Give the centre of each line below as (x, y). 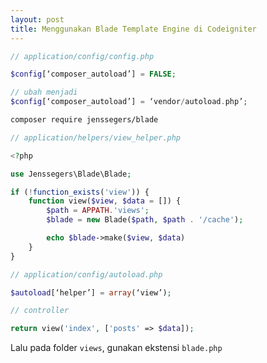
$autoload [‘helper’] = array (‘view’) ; (91, 292)
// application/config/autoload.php (86, 274)
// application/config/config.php (82, 56)
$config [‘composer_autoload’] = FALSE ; (93, 74)
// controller (40, 311)
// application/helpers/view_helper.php (96, 137)
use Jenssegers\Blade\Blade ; (71, 174)
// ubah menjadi (44, 92)
